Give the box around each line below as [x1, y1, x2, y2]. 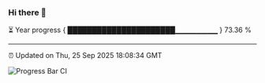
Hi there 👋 [8, 7, 47, 18]
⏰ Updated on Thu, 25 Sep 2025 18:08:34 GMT [8, 51, 162, 60]
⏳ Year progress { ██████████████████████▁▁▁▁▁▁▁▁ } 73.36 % [8, 25, 252, 34]
